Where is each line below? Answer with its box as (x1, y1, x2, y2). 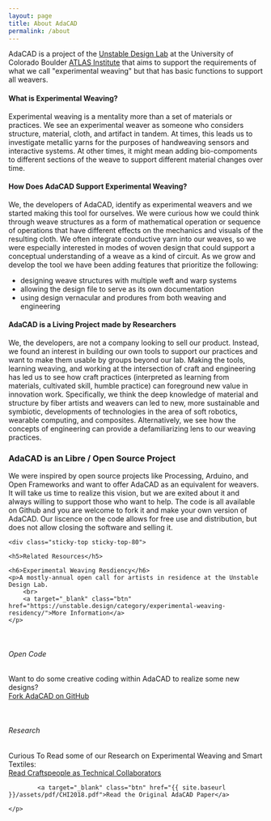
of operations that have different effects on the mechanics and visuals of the (8, 225, 264, 235)
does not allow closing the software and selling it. (8, 523, 174, 533)
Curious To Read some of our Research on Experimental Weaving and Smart (8, 751, 263, 760)
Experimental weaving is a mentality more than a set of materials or (8, 111, 233, 121)
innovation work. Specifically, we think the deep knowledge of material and (8, 389, 259, 399)
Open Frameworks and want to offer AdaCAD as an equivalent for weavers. (8, 479, 259, 490)
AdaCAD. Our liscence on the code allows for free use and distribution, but (8, 514, 257, 524)
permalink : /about (8, 27, 70, 35)
